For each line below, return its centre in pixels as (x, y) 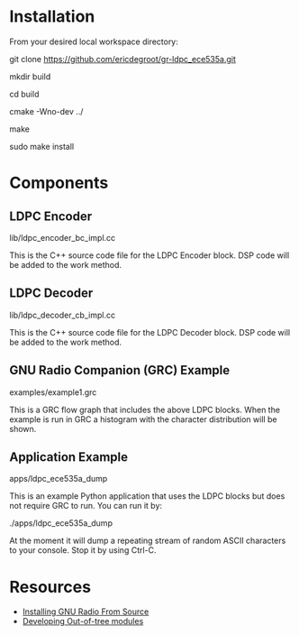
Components (59, 183)
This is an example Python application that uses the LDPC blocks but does (147, 496)
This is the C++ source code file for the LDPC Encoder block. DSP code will (149, 255)
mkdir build (30, 76)
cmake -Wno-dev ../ (46, 111)
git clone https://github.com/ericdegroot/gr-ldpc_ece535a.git (123, 59)
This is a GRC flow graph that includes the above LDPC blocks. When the (145, 410)
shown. (23, 428)
